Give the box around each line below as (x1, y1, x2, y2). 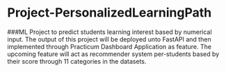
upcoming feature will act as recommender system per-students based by (7, 50, 220, 58)
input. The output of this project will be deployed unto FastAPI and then (7, 35, 211, 43)
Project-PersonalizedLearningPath (7, 5, 212, 21)
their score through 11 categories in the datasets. (7, 57, 147, 65)
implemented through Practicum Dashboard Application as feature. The (7, 42, 212, 51)
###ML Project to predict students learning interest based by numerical (7, 28, 212, 36)
